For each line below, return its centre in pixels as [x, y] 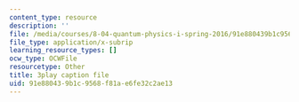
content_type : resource [53, 17]
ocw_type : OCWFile [43, 59]
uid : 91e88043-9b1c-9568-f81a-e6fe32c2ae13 [91, 83]
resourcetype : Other [48, 67]
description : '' [39, 26]
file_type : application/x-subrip [71, 42]
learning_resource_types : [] [63, 51]
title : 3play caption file [59, 75]
